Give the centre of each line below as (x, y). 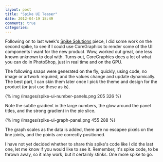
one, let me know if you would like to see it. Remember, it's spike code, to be (82, 149)
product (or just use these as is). (37, 87)
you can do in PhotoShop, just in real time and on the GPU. (64, 62)
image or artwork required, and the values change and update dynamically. (80, 77)
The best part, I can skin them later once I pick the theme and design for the (81, 82)
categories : (17, 28)
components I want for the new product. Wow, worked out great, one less (79, 52)
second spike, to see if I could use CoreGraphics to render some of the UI (79, 47)
